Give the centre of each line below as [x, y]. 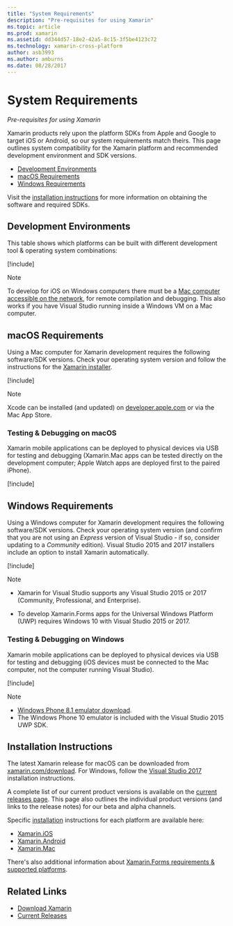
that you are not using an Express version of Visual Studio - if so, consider [114, 537]
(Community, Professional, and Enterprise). [79, 600]
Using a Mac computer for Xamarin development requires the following [109, 352]
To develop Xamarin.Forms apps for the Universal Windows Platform [115, 614]
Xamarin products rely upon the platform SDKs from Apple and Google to [112, 133]
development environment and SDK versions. [72, 155]
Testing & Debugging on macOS [62, 433]
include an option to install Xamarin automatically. [78, 553]
